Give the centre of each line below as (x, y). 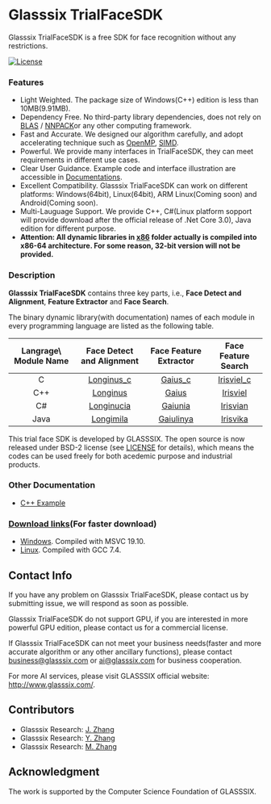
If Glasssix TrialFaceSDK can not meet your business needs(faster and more (135, 643)
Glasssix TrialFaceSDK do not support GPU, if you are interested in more (128, 618)
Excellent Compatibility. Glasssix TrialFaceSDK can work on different (134, 186)
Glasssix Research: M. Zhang (68, 746)
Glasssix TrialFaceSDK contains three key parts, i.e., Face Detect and (125, 293)
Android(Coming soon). (59, 203)
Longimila (110, 419)
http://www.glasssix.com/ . (52, 685)
